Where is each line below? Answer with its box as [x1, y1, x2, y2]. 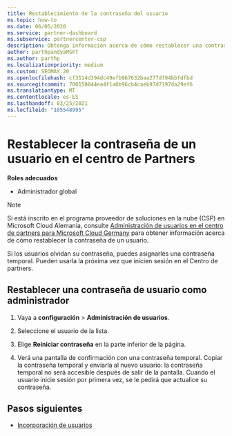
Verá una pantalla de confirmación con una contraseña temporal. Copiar [17, 353, 223, 361]
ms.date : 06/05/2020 [7, 23, 67, 30]
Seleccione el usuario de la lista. [17, 326, 109, 335]
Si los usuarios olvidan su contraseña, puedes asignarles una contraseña [7, 249, 215, 258]
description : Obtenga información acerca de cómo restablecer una [7, 42, 202, 49]
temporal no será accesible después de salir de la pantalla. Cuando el [17, 368, 215, 377]
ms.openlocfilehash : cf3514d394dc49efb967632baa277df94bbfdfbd [7, 74, 193, 82]
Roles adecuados [7, 173, 58, 182]
